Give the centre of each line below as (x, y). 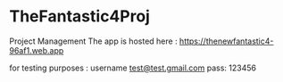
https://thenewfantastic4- (226, 41)
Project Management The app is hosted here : (93, 41)
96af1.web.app (37, 50)
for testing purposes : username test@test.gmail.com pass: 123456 (133, 68)
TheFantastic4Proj (79, 16)
